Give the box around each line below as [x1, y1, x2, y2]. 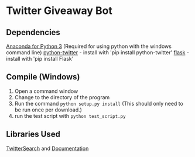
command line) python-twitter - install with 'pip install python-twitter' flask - [6, 49, 189, 56]
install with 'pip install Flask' [6, 55, 74, 62]
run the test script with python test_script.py [14, 112, 126, 119]
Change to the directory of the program [14, 93, 110, 100]
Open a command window [14, 88, 78, 95]
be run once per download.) [14, 106, 82, 113]
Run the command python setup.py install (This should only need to [14, 100, 183, 107]
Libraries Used [6, 130, 60, 139]
